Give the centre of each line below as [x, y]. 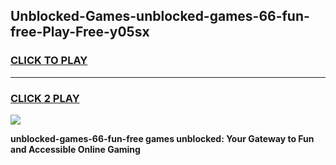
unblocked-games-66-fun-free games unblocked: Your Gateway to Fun [162, 138]
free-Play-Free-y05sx [80, 32]
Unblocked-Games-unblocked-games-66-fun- [160, 16]
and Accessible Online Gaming [75, 149]
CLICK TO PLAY [49, 61]
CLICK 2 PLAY [45, 98]
